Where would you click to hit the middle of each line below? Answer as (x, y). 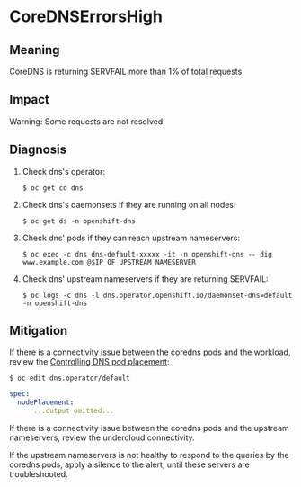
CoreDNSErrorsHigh (86, 17)
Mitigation (39, 331)
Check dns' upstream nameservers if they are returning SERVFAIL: (145, 279)
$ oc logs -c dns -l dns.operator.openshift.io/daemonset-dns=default (157, 295)
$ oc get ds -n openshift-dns (79, 221)
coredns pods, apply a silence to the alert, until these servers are (129, 464)
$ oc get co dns (53, 188)
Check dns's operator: (64, 171)
